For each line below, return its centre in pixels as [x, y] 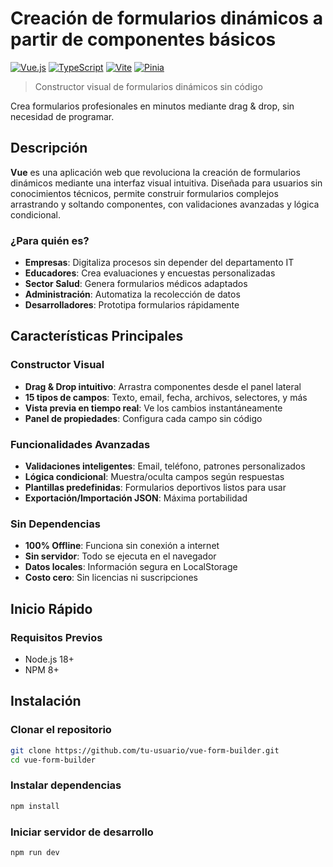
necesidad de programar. [62, 116]
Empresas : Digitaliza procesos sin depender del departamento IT [159, 263]
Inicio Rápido [51, 608]
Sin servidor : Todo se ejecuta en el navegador [120, 556]
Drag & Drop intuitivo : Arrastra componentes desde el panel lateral [163, 386]
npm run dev [35, 852]
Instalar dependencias [66, 785]
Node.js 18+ [49, 659]
